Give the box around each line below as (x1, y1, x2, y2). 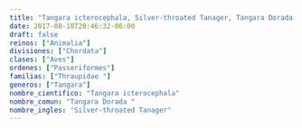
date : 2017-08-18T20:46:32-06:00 (9, 22, 136, 31)
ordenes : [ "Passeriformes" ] (9, 64, 116, 73)
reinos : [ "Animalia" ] (9, 38, 91, 48)
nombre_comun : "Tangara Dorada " (9, 96, 136, 106)
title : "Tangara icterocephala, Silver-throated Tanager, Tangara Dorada (9, 13, 294, 23)
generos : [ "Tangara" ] (9, 80, 91, 89)
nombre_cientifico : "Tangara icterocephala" (9, 88, 180, 97)
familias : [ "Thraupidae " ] (9, 72, 111, 81)
